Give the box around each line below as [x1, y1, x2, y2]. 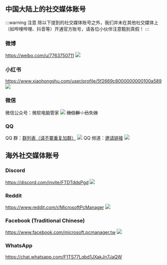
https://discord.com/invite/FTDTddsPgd [5, 179, 89, 185]
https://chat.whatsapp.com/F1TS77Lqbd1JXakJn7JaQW [5, 254, 123, 260]
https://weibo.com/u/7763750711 [5, 53, 75, 59]
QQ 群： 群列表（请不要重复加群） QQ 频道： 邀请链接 [5, 135, 124, 141]
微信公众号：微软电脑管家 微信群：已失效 [5, 109, 98, 116]
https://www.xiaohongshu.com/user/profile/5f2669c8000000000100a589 [5, 78, 162, 84]
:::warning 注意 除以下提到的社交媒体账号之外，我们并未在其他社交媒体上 [5, 19, 159, 26]
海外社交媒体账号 [5, 151, 59, 160]
